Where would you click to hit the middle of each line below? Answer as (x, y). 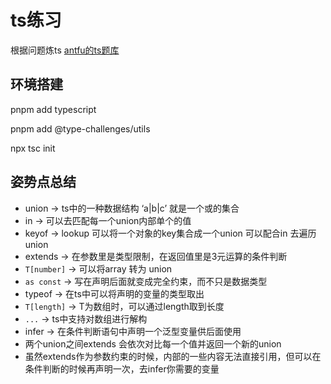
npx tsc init (33, 148)
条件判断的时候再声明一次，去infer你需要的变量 (122, 368)
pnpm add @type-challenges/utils (80, 128)
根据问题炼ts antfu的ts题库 (65, 50)
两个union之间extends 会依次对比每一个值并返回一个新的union (153, 343)
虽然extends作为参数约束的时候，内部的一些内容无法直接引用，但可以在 (173, 356)
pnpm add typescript (53, 109)
